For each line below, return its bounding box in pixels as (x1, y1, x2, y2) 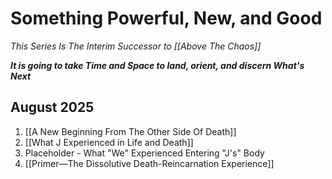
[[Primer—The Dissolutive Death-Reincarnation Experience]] (24, 157, 275, 169)
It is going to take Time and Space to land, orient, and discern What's (10, 59, 305, 71)
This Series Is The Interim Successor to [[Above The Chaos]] (10, 40, 262, 52)
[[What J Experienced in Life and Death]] (24, 136, 194, 148)
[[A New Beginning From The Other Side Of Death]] (24, 125, 237, 137)
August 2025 (10, 99, 95, 116)
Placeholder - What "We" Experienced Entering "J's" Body (24, 147, 265, 159)
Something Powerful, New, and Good (10, 7, 323, 30)
